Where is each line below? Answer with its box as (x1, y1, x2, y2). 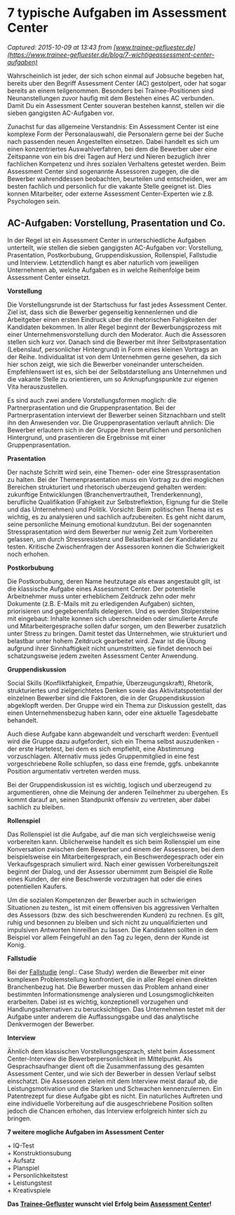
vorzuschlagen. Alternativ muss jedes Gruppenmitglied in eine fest (7, 752, 200, 760)
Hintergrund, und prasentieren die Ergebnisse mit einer (7, 433, 166, 441)
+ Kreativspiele (7, 1186, 51, 1194)
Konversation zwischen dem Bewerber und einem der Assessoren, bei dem (7, 845, 225, 853)
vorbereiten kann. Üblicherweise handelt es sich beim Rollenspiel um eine (7, 837, 221, 846)
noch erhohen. (7, 549, 50, 558)
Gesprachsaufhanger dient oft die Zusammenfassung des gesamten (7, 1061, 205, 1070)
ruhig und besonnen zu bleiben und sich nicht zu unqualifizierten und (7, 918, 208, 927)
